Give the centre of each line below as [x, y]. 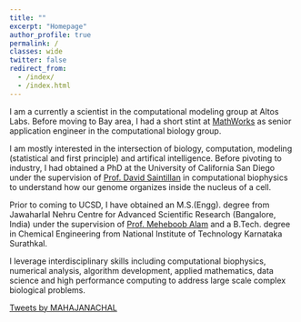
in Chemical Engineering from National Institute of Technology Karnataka [146, 234]
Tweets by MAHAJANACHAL [64, 307]
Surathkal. [29, 243]
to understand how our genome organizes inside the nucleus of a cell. [140, 186]
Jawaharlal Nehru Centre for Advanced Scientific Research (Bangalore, [143, 214]
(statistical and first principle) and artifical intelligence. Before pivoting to [145, 158]
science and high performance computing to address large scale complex [148, 280]
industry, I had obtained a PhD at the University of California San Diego [142, 167]
